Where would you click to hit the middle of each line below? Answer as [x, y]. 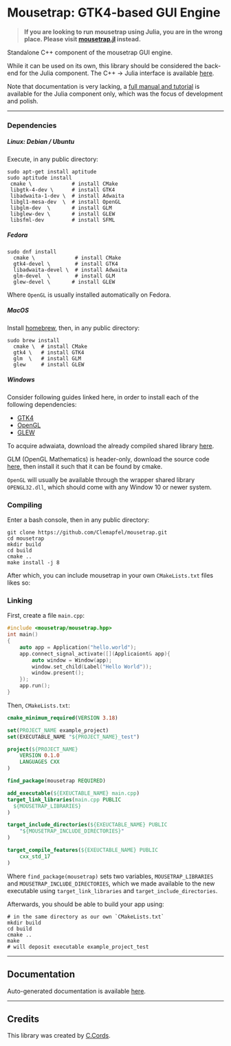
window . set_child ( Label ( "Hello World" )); [92, 667]
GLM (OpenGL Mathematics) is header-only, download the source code [108, 459]
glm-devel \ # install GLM [64, 276]
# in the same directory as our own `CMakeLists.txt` [86, 917]
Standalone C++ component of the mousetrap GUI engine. [90, 52]
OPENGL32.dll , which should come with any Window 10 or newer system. [109, 487]
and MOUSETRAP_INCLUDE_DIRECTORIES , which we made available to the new [111, 883]
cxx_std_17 [35, 856]
